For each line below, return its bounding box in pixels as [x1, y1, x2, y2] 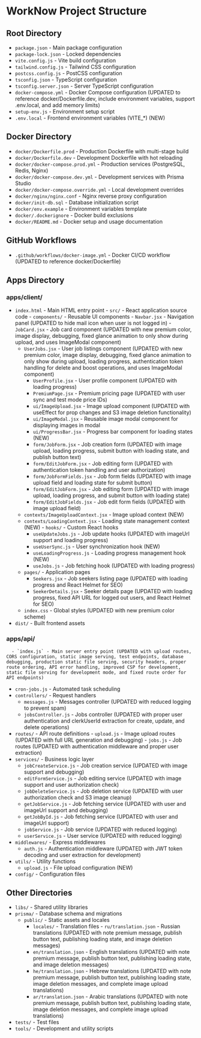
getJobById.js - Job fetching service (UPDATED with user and [23, 813, 178, 820]
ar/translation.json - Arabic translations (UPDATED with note [32, 993, 188, 1000]
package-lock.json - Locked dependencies [14, 50, 121, 58]
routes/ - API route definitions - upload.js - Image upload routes [14, 730, 176, 737]
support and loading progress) [32, 537, 109, 544]
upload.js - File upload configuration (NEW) [23, 864, 133, 871]
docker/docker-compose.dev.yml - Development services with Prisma [14, 173, 184, 180]
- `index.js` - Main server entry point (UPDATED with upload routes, [11, 648, 192, 655]
